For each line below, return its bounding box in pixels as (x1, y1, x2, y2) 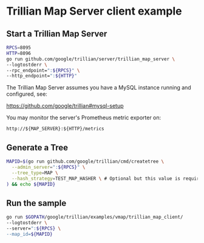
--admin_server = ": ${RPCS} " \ (12, 164, 86, 170)
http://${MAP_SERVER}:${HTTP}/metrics (6, 126, 104, 132)
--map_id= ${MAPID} (6, 231, 53, 237)
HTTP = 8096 (6, 50, 32, 56)
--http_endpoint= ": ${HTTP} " (6, 73, 78, 79)
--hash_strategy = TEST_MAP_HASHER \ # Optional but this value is (12, 175, 181, 181)
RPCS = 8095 (6, 44, 32, 51)
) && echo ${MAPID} (6, 181, 56, 187)
